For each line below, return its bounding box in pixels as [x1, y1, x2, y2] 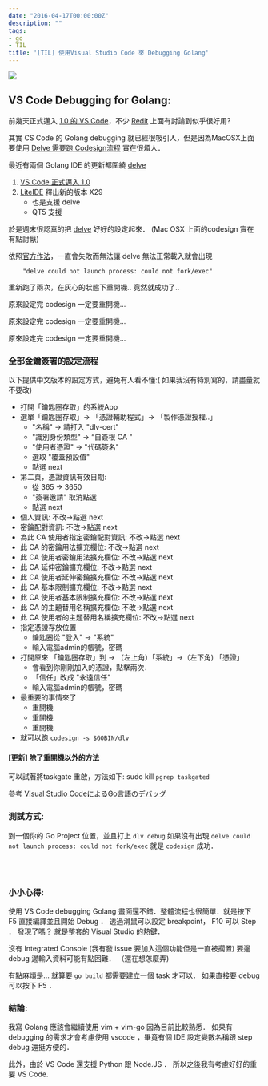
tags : [8, 26, 26, 34]
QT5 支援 [31, 207, 62, 216]
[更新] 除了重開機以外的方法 [8, 753, 100, 762]
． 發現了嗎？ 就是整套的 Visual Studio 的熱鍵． [8, 927, 165, 936]
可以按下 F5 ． [8, 980, 56, 990]
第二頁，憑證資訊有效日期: [19, 472, 106, 482]
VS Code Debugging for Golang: [8, 94, 172, 107]
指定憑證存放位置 [19, 623, 77, 632]
